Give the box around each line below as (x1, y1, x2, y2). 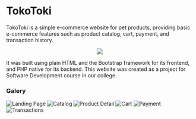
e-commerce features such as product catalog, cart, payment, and (6, 30, 169, 37)
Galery (6, 86, 26, 95)
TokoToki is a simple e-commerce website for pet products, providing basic (6, 24, 191, 31)
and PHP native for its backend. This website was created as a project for (6, 65, 186, 73)
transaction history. (6, 36, 53, 43)
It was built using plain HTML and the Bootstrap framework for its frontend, (6, 59, 190, 66)
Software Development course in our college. (6, 71, 117, 79)
